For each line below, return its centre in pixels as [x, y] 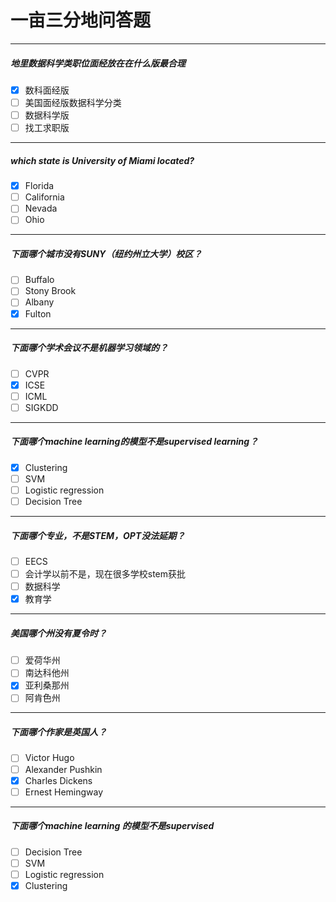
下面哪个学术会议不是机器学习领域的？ [89, 348]
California [44, 197]
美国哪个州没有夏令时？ [58, 633]
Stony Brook [50, 291]
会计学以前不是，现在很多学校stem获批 [105, 574]
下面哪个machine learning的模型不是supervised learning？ [134, 442]
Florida [39, 186]
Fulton [38, 313]
